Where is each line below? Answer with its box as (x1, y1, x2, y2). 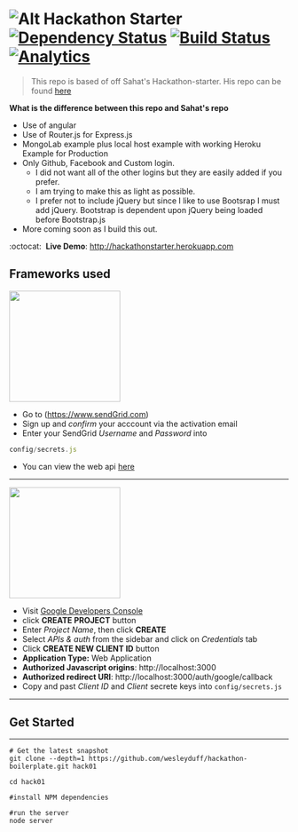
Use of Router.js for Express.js (21, 129, 133, 139)
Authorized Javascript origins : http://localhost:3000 (21, 662, 217, 672)
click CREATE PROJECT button (21, 614, 137, 625)
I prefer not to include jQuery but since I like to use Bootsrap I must (35, 195, 280, 206)
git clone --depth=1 (9, 755, 86, 764)
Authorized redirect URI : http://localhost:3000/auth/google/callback (21, 671, 273, 682)
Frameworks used (9, 266, 111, 281)
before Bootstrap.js (35, 214, 106, 225)
